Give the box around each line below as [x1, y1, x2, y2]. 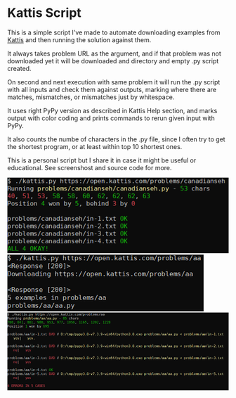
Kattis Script [7, 5, 82, 21]
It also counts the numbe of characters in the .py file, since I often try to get [7, 135, 226, 143]
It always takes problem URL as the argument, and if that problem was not [7, 49, 221, 58]
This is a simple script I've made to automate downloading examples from [7, 28, 221, 37]
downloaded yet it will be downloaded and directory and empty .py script [7, 56, 219, 65]
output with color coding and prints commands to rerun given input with [7, 114, 216, 122]
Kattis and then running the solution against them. [7, 35, 152, 44]
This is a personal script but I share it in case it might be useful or [7, 156, 197, 165]
